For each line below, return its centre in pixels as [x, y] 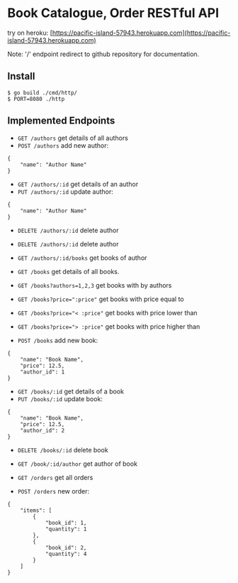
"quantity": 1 [66, 529]
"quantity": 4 [66, 554]
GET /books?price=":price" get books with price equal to [101, 299]
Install [21, 76]
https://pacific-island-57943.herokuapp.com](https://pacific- [141, 33]
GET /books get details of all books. [68, 271]
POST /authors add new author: [63, 145]
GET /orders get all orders [55, 477]
